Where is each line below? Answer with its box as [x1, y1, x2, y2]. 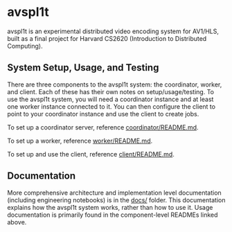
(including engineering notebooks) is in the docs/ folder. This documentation [7, 195, 226, 204]
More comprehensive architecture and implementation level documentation [7, 188, 222, 197]
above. [7, 217, 27, 226]
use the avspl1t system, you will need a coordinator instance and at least [7, 95, 214, 103]
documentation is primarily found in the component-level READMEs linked [7, 211, 218, 219]
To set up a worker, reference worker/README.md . [7, 136, 153, 145]
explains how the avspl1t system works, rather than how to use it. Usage [7, 203, 213, 211]
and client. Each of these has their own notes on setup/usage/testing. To [7, 87, 215, 96]
